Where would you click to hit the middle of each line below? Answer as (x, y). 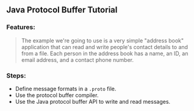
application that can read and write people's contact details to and (104, 47)
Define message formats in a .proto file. (66, 89)
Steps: (16, 75)
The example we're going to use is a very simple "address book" (102, 40)
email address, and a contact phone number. (77, 59)
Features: (21, 27)
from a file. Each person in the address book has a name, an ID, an (105, 53)
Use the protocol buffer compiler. (57, 95)
